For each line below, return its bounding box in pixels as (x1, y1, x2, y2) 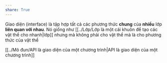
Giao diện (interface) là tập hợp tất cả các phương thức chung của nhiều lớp (5, 21, 162, 27)
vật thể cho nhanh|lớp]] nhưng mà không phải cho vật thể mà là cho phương (5, 31, 162, 37)
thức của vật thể (5, 37, 39, 43)
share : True (5, 7, 30, 12)
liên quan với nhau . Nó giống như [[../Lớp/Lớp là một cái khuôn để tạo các (5, 26, 158, 32)
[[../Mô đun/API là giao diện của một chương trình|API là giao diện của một (5, 46, 158, 52)
